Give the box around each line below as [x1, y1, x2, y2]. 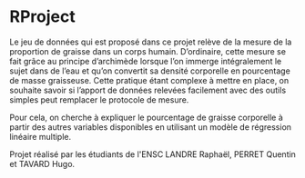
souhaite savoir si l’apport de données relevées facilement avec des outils [9, 84, 287, 95]
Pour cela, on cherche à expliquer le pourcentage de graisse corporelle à [9, 112, 284, 123]
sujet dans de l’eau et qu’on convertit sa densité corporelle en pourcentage [9, 65, 291, 76]
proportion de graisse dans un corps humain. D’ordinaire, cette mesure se [9, 45, 287, 56]
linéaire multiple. [9, 131, 72, 142]
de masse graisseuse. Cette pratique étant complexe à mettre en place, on [9, 74, 290, 85]
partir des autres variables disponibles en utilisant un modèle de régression [9, 121, 292, 133]
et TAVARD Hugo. [9, 158, 76, 169]
